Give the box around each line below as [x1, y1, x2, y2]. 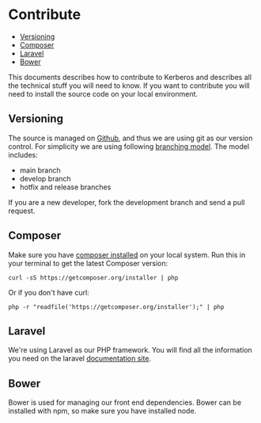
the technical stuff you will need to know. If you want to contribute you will [8, 81, 251, 90]
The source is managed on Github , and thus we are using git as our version [8, 133, 253, 143]
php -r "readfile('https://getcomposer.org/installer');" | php [8, 303, 225, 311]
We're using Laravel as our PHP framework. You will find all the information [8, 345, 253, 355]
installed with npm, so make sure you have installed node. [8, 406, 197, 416]
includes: [8, 150, 38, 159]
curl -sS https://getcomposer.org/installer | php [8, 273, 179, 282]
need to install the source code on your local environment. [8, 89, 199, 98]
